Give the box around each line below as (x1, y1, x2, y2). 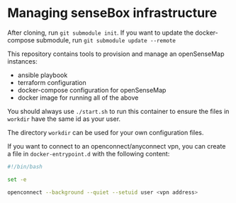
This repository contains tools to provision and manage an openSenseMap (7, 50, 225, 58)
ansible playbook (17, 71, 68, 79)
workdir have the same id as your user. (7, 115, 121, 123)
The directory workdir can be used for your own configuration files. (7, 128, 204, 137)
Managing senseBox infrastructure (7, 5, 218, 21)
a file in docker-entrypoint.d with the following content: (7, 149, 170, 158)
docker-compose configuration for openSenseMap (17, 86, 167, 94)
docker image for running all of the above (17, 93, 139, 102)
